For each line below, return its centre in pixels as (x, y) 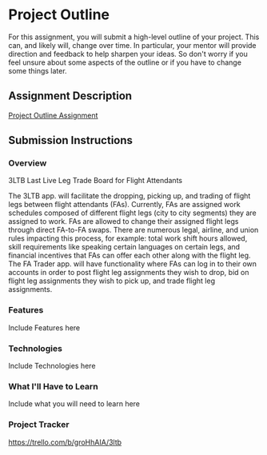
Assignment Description (70, 96)
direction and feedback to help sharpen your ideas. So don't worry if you (128, 54)
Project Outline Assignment (53, 115)
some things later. (38, 70)
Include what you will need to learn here (74, 404)
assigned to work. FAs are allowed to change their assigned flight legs (124, 222)
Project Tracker (39, 425)
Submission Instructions (71, 140)
